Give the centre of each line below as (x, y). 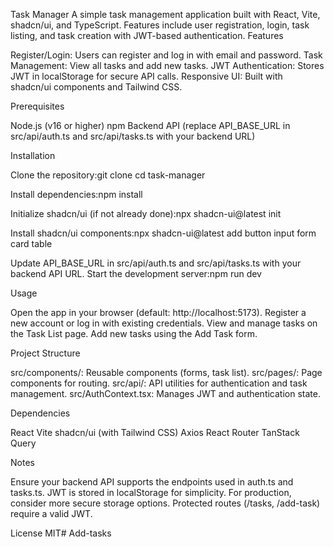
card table (31, 243)
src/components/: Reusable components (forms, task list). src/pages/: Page (166, 372)
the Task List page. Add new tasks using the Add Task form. (134, 333)
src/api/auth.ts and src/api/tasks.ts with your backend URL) (133, 136)
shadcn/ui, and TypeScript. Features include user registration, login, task (160, 25)
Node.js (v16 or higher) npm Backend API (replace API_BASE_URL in (150, 125)
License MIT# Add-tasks (61, 533)
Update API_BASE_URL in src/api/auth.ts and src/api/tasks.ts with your (156, 263)
